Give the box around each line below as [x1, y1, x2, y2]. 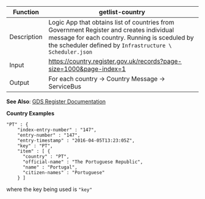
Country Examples [6, 110, 55, 117]
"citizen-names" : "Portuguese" [22, 170, 105, 176]
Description [9, 33, 43, 41]
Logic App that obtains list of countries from [48, 18, 174, 26]
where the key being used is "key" [6, 186, 93, 193]
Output [9, 79, 29, 87]
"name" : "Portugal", [22, 164, 78, 170]
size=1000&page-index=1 [48, 65, 126, 73]
